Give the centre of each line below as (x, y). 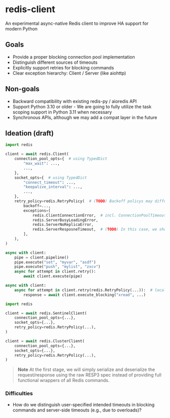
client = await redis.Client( (37, 154)
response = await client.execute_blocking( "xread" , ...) (84, 295)
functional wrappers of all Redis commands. (63, 381)
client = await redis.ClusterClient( (45, 341)
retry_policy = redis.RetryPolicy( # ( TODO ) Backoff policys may (83, 201)
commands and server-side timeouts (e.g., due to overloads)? (77, 410)
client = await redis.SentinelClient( (46, 313)
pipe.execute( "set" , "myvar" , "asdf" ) (55, 262)
